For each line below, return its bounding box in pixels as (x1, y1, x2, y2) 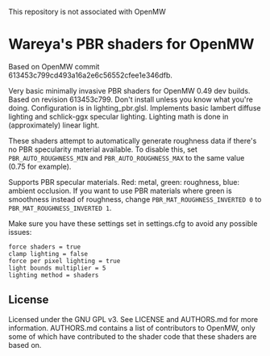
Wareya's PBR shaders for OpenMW (8, 36, 255, 53)
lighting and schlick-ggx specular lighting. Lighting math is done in (8, 111, 229, 121)
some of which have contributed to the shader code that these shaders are (8, 331, 257, 341)
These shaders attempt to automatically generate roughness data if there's (8, 136, 257, 145)
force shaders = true (8, 242, 81, 251)
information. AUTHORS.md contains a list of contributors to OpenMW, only (8, 323, 255, 333)
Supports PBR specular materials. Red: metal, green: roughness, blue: (8, 177, 240, 186)
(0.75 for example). (8, 161, 72, 171)
